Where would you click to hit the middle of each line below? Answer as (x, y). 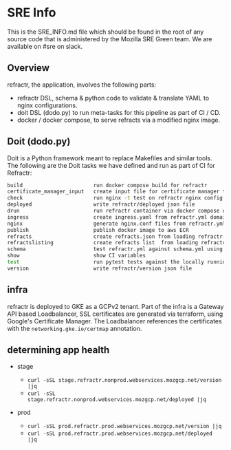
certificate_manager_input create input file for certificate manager (113, 192)
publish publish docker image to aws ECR (98, 230)
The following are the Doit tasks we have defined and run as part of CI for (111, 165)
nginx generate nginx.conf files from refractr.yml (117, 224)
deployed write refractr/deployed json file (101, 204)
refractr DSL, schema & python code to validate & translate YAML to (113, 98)
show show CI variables (77, 256)
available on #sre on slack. (45, 46)
